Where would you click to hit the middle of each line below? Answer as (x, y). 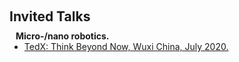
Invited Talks (50, 16)
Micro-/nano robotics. (62, 36)
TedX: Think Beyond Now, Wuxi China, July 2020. (126, 46)
